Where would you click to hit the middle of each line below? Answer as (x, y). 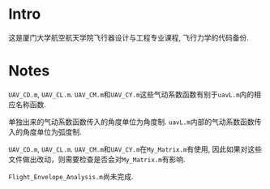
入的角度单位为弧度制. (45, 131)
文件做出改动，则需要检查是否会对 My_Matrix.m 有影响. (97, 159)
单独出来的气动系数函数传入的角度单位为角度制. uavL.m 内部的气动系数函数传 (135, 122)
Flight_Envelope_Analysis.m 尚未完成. (71, 176)
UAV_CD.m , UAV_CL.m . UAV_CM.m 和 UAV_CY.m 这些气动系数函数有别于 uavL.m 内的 (131, 94)
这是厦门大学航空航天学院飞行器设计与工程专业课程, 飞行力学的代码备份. (129, 37)
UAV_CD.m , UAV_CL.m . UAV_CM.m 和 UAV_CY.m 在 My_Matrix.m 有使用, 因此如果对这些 (135, 149)
